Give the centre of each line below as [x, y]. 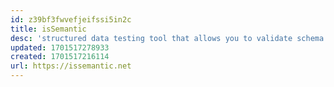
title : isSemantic [48, 29]
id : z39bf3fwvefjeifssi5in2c [71, 19]
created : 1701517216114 [60, 57]
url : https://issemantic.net [71, 66]
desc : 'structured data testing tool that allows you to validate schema [167, 38]
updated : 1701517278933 [60, 47]
